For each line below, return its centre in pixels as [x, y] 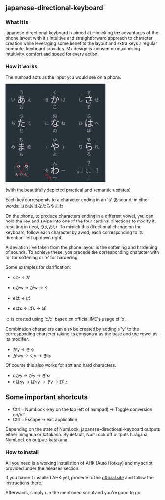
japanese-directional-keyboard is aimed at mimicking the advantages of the [82, 33]
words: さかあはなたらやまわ [35, 206]
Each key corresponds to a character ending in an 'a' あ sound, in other [77, 200]
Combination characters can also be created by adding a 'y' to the [72, 329]
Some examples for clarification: [38, 267]
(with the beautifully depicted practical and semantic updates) [68, 190]
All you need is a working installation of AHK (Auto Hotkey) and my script [79, 463]
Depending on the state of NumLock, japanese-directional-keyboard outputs [83, 429]
